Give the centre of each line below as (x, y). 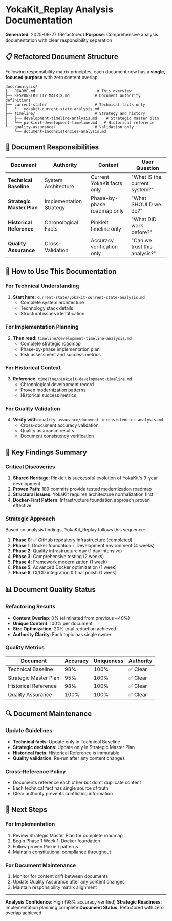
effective (22, 505)
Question (148, 168)
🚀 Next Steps (26, 810)
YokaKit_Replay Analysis (59, 9)
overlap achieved (24, 913)
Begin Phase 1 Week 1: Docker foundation (57, 841)
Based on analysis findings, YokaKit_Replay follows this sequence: (75, 530)
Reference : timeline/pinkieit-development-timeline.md (72, 379)
